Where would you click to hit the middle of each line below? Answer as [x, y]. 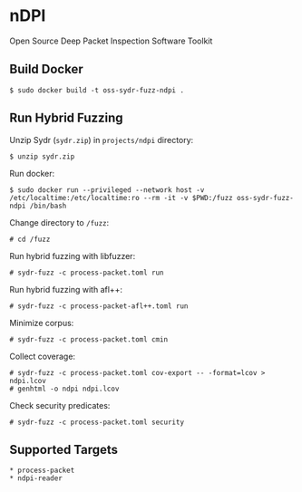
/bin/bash [48, 206]
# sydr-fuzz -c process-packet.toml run [87, 273]
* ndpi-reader [36, 478]
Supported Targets [64, 449]
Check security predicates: [60, 405]
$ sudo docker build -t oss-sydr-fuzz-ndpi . [97, 90]
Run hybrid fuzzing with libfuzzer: [73, 256]
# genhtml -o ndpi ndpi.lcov [64, 389]
